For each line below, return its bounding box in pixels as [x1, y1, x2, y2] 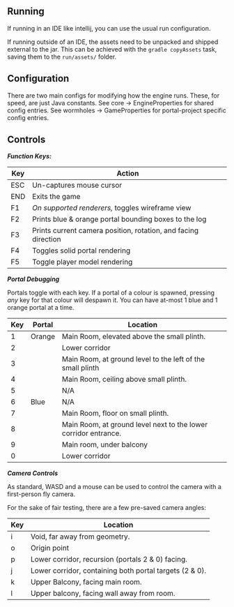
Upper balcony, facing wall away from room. [30, 589, 175, 599]
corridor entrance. [61, 428, 122, 438]
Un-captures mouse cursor [32, 181, 123, 190]
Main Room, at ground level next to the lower [61, 420, 208, 430]
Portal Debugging [7, 275, 60, 283]
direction [32, 234, 61, 244]
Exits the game [32, 192, 81, 202]
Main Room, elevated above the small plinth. [61, 331, 206, 341]
